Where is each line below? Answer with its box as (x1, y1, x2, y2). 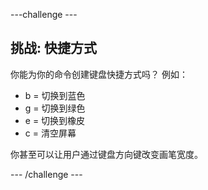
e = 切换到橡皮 (24, 114, 86, 126)
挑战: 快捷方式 (10, 40, 97, 57)
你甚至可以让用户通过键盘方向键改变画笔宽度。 (10, 148, 203, 160)
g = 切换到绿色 (24, 102, 86, 114)
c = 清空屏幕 (24, 127, 77, 139)
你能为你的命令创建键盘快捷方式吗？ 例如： (10, 68, 188, 80)
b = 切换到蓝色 (24, 89, 86, 101)
